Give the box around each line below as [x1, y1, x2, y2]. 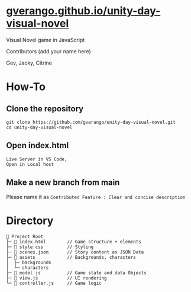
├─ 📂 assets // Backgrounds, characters [6, 254, 136, 260]
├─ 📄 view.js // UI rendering [6, 275, 108, 281]
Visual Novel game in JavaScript [6, 36, 85, 43]
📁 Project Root [6, 233, 44, 239]
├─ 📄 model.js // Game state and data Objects [6, 269, 147, 276]
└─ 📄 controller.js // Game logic [6, 280, 102, 286]
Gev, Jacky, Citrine [6, 59, 52, 66]
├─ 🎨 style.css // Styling [6, 244, 94, 250]
